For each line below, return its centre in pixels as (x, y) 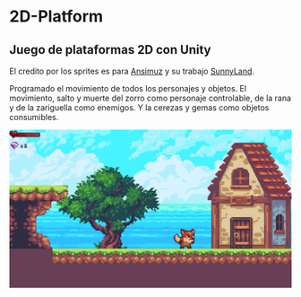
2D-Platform (56, 17)
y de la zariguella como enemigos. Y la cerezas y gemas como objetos (139, 108)
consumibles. (34, 117)
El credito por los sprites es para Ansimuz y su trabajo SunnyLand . (132, 71)
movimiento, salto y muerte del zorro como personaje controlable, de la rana (150, 98)
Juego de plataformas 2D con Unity (110, 50)
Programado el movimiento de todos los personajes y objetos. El (128, 88)
